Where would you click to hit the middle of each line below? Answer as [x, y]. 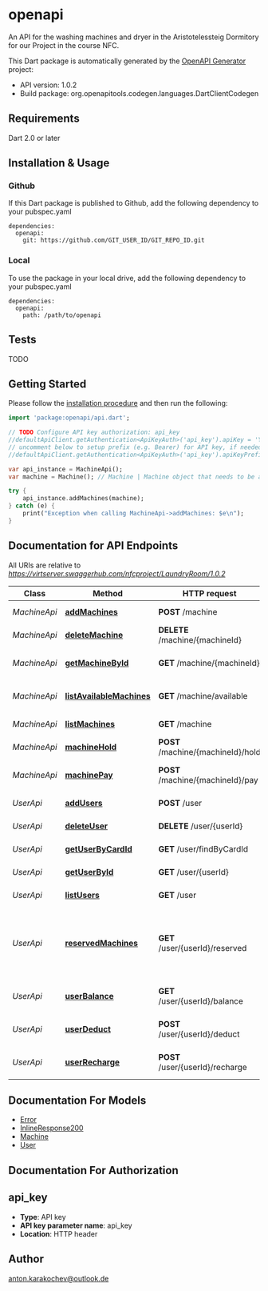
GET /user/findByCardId [203, 848]
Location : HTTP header [59, 1233]
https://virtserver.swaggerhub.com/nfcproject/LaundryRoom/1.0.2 [117, 573]
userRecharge [93, 1062]
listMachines [90, 724]
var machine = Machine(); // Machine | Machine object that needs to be [132, 477]
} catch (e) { [32, 506]
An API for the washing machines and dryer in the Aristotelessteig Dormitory [134, 37]
